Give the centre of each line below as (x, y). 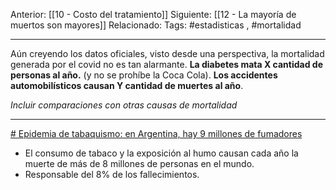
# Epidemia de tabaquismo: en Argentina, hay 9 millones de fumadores (156, 133)
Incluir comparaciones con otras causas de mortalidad (124, 105)
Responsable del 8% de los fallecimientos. (112, 174)
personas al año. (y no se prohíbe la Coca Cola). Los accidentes (144, 75)
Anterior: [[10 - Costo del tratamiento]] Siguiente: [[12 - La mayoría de (153, 14)
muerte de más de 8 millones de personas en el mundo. (139, 163)
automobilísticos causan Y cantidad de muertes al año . (127, 85)
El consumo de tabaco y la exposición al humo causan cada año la (161, 153)
